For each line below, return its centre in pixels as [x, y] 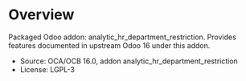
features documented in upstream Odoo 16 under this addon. [109, 45]
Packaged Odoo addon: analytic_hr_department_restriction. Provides [123, 37]
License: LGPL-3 [47, 69]
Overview [41, 15]
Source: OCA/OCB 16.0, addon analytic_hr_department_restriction [129, 61]
